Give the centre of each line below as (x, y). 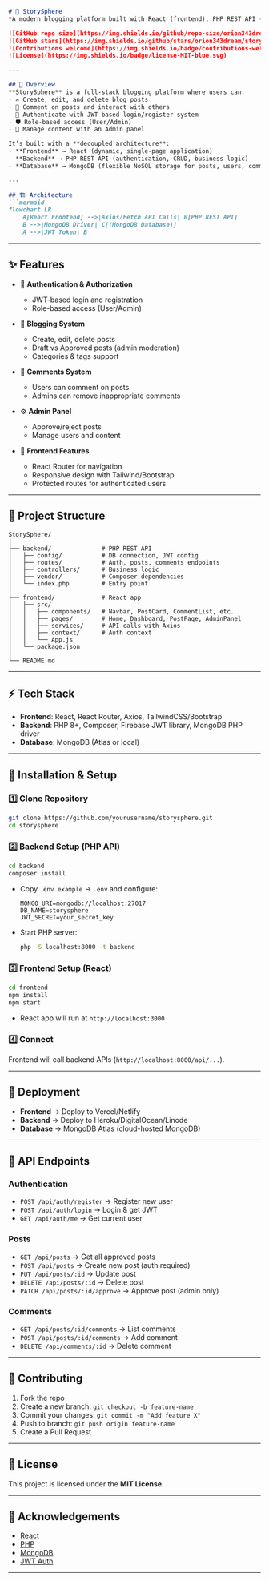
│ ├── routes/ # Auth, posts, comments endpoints (114, 562)
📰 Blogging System (52, 324)
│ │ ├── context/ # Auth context (80, 633)
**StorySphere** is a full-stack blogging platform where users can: (127, 92)
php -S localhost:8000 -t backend (77, 947)
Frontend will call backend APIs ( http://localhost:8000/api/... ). (116, 1059)
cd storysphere (34, 825)
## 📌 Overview (32, 85)
